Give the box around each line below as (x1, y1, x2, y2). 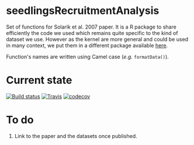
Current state (6, 74, 72, 87)
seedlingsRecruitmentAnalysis (6, 4, 160, 17)
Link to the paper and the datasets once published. (14, 132, 137, 139)
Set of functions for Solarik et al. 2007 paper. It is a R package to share (6, 23, 176, 30)
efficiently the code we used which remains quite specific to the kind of (6, 29, 178, 36)
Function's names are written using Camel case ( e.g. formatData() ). (6, 53, 169, 60)
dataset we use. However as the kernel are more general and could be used (6, 36, 189, 43)
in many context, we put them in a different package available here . (6, 42, 168, 49)
